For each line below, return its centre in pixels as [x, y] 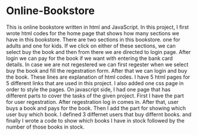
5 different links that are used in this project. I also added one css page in [95, 83]
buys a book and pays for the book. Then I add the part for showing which [96, 108]
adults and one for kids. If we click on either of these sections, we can [91, 46]
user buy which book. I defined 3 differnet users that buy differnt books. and [99, 114]
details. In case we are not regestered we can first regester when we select [97, 64]
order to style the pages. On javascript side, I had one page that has [88, 89]
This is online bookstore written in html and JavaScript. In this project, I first [98, 27]
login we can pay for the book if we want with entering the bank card [90, 58]
